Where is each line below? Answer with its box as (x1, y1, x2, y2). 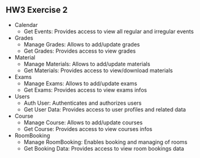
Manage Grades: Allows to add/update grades (23, 40, 140, 48)
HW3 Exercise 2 (6, 5, 68, 15)
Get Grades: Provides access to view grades (23, 47, 136, 55)
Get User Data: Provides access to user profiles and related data (23, 105, 186, 113)
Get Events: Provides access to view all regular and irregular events (23, 28, 194, 35)
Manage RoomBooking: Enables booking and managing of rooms (23, 138, 188, 146)
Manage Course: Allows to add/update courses (23, 119, 143, 126)
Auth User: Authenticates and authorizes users (23, 99, 142, 107)
